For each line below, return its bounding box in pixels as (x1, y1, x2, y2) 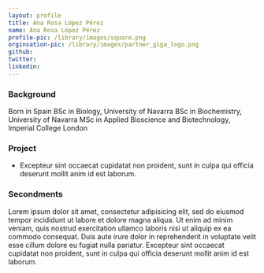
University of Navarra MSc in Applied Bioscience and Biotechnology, (8, 115, 231, 124)
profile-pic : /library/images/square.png (8, 33, 147, 42)
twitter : (8, 56, 37, 64)
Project (8, 142, 37, 153)
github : (8, 48, 34, 56)
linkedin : (8, 63, 41, 71)
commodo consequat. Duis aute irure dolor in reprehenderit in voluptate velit (8, 231, 256, 241)
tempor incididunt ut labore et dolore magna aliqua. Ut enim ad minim (8, 215, 233, 224)
